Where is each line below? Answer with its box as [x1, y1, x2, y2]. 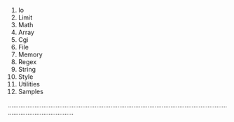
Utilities [18, 80, 41, 88]
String [18, 66, 36, 73]
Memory [18, 50, 43, 59]
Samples [18, 87, 44, 96]
